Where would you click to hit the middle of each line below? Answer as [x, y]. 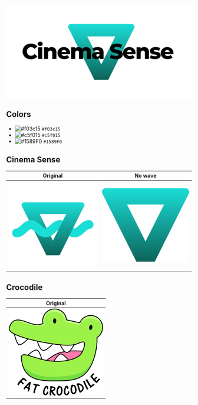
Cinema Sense [33, 160]
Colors [19, 114]
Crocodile [24, 287]
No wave [146, 176]
